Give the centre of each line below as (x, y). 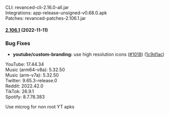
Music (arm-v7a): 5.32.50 (32, 75)
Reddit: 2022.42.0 (24, 86)
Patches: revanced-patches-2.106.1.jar (46, 18)
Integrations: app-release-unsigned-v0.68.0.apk (56, 13)
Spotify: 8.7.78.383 (25, 97)
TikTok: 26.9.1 (20, 91)
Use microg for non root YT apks (40, 106)
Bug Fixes (18, 43)
